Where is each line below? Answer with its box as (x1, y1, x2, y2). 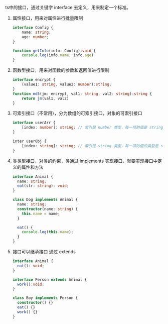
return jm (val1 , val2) (22, 96, 69, 101)
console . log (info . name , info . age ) (22, 53, 94, 58)
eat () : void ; (17, 263, 45, 268)
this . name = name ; (22, 211, 60, 216)
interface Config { (12, 25, 54, 30)
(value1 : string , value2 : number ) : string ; (22, 82, 112, 87)
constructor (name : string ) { (17, 206, 78, 211)
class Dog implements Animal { (12, 197, 78, 202)
